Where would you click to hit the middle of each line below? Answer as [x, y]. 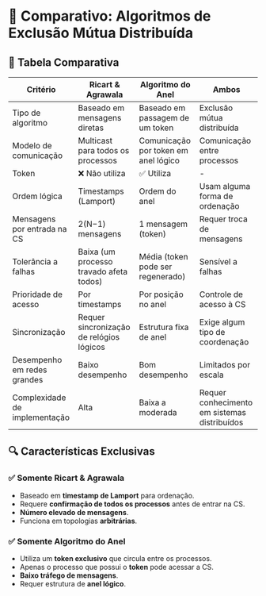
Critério [41, 89]
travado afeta [103, 271]
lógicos [91, 347]
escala [211, 375]
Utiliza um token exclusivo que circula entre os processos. [116, 558]
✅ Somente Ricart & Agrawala [66, 478]
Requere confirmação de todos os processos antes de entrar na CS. [132, 504]
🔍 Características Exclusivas [82, 452]
